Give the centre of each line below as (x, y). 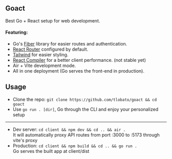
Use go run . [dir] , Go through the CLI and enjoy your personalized (85, 109)
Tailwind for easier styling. (40, 55)
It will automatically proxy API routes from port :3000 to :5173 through (86, 134)
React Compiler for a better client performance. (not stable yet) (79, 60)
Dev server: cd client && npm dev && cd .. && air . (69, 129)
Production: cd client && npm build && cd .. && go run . (75, 146)
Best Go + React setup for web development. (53, 20)
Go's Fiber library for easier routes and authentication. (70, 44)
